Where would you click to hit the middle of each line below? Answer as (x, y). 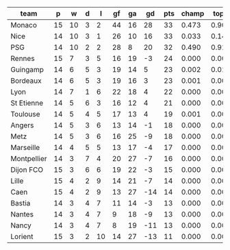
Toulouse (25, 114)
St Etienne (27, 103)
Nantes (22, 214)
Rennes (23, 59)
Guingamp (27, 70)
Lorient (22, 237)
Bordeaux (26, 80)
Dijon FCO (27, 170)
